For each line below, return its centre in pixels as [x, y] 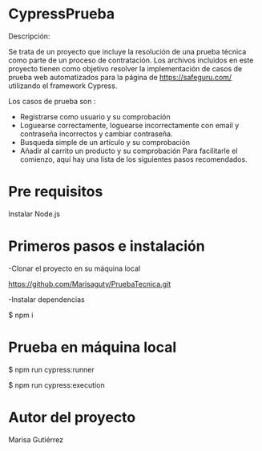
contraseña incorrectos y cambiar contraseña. [96, 134]
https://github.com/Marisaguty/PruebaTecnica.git [89, 284]
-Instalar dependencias [47, 299]
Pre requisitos [56, 192]
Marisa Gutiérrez [36, 439]
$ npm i [21, 315]
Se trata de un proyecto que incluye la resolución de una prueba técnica [127, 51]
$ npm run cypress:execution [57, 385]
